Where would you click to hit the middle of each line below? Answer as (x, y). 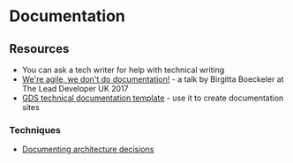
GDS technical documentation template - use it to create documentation (153, 98)
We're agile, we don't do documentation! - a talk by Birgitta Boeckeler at (153, 79)
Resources (39, 49)
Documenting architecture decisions (88, 149)
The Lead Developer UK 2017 (75, 89)
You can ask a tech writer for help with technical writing (123, 70)
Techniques (35, 130)
